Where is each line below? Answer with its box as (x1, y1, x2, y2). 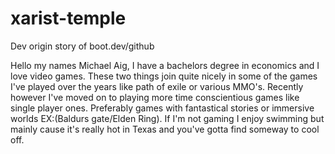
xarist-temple (10, 7, 127, 30)
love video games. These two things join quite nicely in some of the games (10, 70, 318, 82)
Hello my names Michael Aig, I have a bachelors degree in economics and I (10, 59, 320, 71)
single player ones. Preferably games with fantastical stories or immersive (10, 102, 315, 114)
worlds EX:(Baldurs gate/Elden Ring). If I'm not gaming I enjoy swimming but (10, 112, 325, 124)
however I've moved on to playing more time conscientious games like (10, 91, 300, 103)
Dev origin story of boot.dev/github (10, 40, 155, 52)
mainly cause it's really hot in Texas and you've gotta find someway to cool (10, 123, 320, 135)
